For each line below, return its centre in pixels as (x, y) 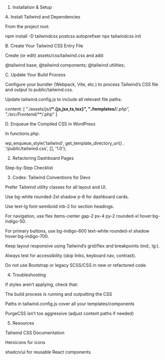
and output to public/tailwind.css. (39, 90)
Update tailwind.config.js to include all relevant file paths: (64, 99)
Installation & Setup (32, 7)
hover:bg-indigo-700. (27, 236)
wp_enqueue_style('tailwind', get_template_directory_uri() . (65, 143)
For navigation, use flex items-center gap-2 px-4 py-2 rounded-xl (72, 216)
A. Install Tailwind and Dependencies (43, 17)
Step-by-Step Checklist (29, 168)
